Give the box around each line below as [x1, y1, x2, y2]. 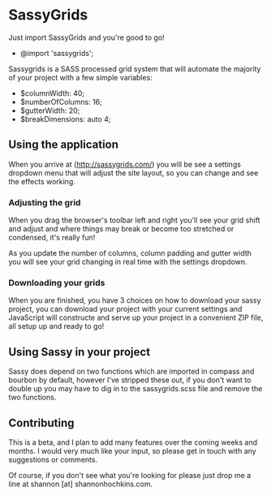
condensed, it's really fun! [8, 233, 96, 243]
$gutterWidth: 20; [19, 106, 80, 115]
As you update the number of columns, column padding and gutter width [8, 248, 252, 258]
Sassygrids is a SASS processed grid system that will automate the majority [8, 63, 261, 74]
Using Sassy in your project [8, 345, 151, 359]
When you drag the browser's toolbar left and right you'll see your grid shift [8, 215, 260, 225]
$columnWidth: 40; [19, 88, 85, 98]
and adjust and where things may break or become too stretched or [8, 224, 234, 234]
